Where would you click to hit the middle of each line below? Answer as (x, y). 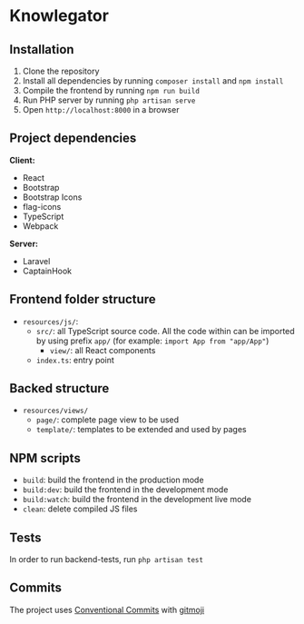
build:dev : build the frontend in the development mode (125, 490)
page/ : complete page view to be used (108, 420)
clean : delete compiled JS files (80, 509)
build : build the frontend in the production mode (113, 480)
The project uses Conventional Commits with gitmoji (107, 609)
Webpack (40, 226)
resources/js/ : (50, 321)
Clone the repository (61, 71)
